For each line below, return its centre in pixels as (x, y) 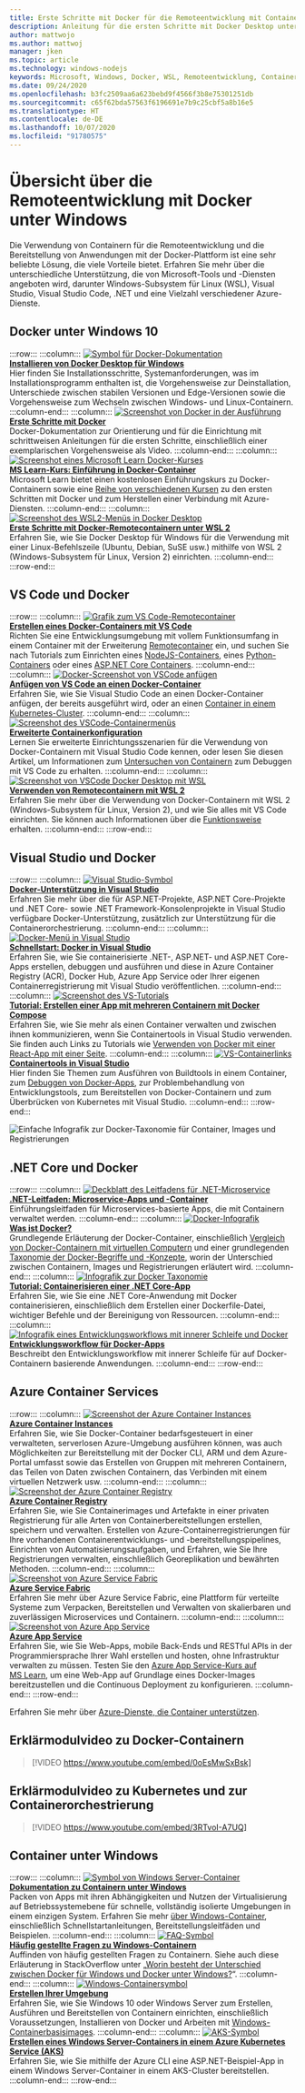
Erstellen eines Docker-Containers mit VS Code (101, 626)
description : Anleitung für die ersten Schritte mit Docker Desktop (142, 26)
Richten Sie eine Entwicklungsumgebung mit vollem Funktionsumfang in (144, 636)
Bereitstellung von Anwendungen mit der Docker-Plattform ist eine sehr (143, 255)
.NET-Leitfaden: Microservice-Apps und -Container (109, 1199)
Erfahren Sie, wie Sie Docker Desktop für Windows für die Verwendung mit (149, 537)
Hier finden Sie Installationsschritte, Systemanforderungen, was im (134, 373)
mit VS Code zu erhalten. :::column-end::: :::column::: (109, 771)
